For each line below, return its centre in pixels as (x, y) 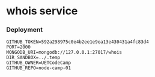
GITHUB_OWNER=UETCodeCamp (38, 63)
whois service (42, 11)
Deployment (25, 30)
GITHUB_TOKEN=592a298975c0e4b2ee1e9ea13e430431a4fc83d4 (77, 42)
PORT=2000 (19, 47)
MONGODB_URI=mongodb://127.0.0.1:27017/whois (64, 53)
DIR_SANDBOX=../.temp (33, 58)
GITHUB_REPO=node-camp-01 (38, 68)
